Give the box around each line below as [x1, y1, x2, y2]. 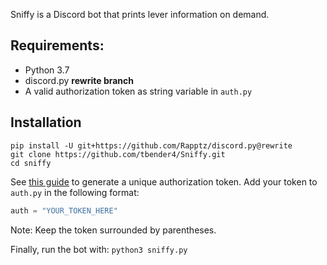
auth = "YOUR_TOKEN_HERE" [10, 205, 118, 216]
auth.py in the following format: [10, 186, 140, 198]
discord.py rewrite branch [24, 74, 135, 86]
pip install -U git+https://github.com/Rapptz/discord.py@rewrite [10, 140, 293, 151]
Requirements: [10, 37, 105, 54]
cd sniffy [10, 158, 52, 168]
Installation [10, 114, 82, 131]
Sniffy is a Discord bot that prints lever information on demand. [10, 9, 270, 20]
